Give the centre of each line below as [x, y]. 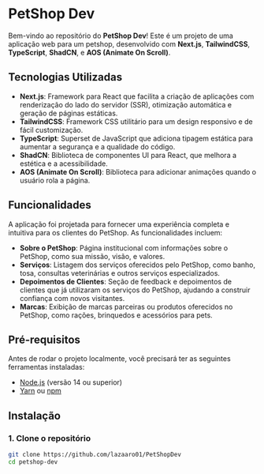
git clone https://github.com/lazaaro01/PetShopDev [95, 455]
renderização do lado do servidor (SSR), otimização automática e [126, 104]
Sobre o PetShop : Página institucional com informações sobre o [124, 248]
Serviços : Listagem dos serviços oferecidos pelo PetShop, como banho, [138, 265]
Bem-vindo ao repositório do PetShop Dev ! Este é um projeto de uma [121, 36]
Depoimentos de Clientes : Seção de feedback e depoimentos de [126, 281]
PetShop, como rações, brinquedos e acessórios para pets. [116, 315]
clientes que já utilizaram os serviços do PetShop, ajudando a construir [135, 290]
